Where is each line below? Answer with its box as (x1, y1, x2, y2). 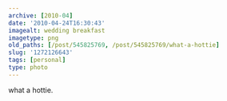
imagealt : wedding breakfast (8, 26, 106, 34)
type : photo (8, 64, 48, 72)
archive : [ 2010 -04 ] (8, 11, 74, 20)
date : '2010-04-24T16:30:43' (8, 19, 106, 27)
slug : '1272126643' (8, 49, 74, 56)
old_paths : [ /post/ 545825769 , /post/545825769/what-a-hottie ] (8, 41, 220, 49)
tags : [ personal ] (8, 56, 66, 64)
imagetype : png (8, 33, 59, 42)
